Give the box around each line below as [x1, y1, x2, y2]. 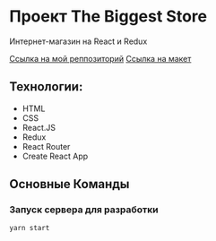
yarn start [9, 224, 50, 233]
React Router [22, 141, 71, 151]
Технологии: [9, 79, 83, 95]
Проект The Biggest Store [9, 6, 208, 27]
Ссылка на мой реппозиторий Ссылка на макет [9, 53, 192, 64]
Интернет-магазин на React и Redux [9, 36, 148, 47]
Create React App [22, 151, 89, 161]
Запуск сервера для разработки [9, 203, 159, 216]
